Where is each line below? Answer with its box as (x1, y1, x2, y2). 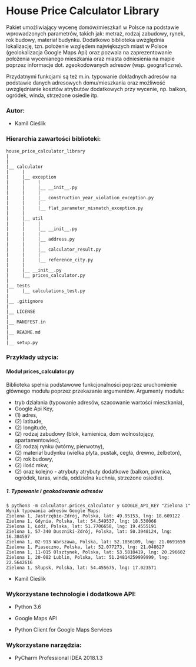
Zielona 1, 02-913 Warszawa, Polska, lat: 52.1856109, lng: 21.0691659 (6, 539, 185, 545)
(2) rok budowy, (14, 455, 54, 462)
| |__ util (6, 215, 44, 221)
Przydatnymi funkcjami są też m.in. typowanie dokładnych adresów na (6, 73, 177, 80)
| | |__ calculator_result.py (6, 247, 101, 252)
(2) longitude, (14, 424, 48, 431)
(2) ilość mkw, (14, 461, 49, 468)
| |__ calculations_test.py (6, 288, 85, 294)
